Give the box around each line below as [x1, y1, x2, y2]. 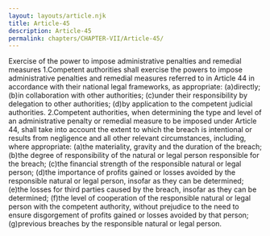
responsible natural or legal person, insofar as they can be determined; [8, 176, 244, 186]
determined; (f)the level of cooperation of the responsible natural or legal [8, 193, 251, 203]
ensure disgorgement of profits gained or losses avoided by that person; [8, 210, 249, 220]
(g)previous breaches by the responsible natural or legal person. [8, 219, 222, 229]
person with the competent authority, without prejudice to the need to [8, 202, 239, 212]
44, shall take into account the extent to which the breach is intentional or [8, 125, 252, 135]
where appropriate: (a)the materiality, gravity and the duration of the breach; [8, 142, 262, 151]
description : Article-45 [8, 27, 92, 35]
